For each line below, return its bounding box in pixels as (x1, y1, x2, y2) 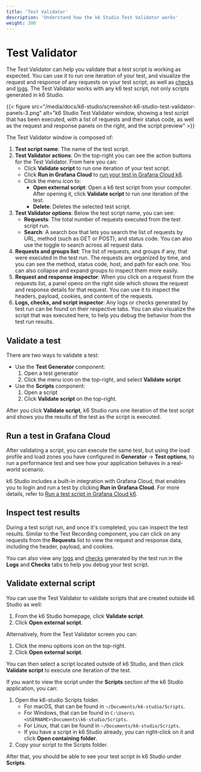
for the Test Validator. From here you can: (14, 158, 118, 165)
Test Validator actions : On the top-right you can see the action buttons (14, 152, 192, 159)
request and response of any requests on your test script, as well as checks (6, 79, 194, 86)
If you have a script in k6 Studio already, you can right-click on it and (23, 728, 194, 735)
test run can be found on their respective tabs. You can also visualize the (14, 305, 196, 313)
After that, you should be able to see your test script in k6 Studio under (6, 753, 182, 760)
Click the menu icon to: (23, 178, 81, 185)
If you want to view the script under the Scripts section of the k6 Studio (6, 678, 184, 685)
